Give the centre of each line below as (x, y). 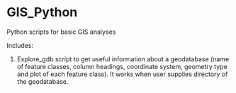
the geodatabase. (43, 81)
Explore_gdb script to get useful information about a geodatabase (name (123, 59)
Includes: (20, 45)
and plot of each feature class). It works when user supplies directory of (122, 74)
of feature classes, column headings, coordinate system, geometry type (122, 66)
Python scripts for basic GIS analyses (61, 32)
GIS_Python (42, 12)
